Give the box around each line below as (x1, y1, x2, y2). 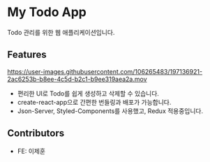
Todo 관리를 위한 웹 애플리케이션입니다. (7, 28, 115, 36)
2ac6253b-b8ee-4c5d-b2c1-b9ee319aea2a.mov (7, 75, 148, 83)
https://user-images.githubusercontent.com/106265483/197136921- (7, 67, 203, 75)
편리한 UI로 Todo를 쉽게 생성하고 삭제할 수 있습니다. (17, 89, 159, 98)
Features (7, 49, 47, 61)
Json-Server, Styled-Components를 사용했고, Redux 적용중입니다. (17, 106, 204, 115)
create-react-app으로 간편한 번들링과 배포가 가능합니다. (17, 98, 172, 106)
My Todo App (7, 4, 87, 20)
